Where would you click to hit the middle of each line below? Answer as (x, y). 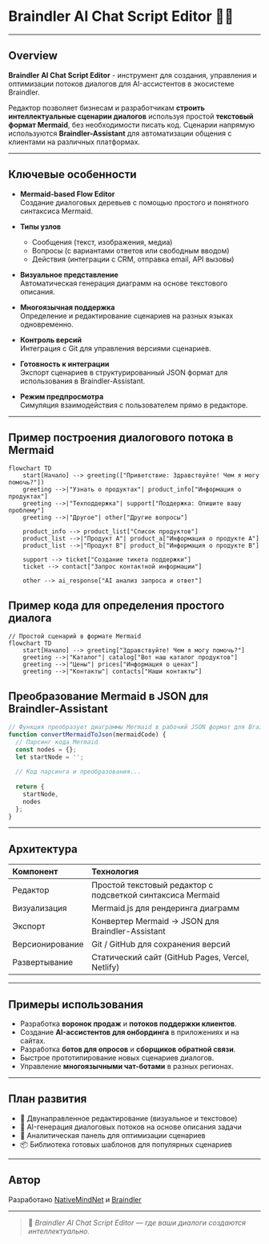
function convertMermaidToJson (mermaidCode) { (87, 734)
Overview (33, 56)
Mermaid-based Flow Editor (67, 194)
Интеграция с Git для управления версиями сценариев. (115, 348)
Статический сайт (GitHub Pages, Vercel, (171, 958)
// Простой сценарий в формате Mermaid (75, 637)
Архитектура (43, 849)
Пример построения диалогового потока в (121, 438)
